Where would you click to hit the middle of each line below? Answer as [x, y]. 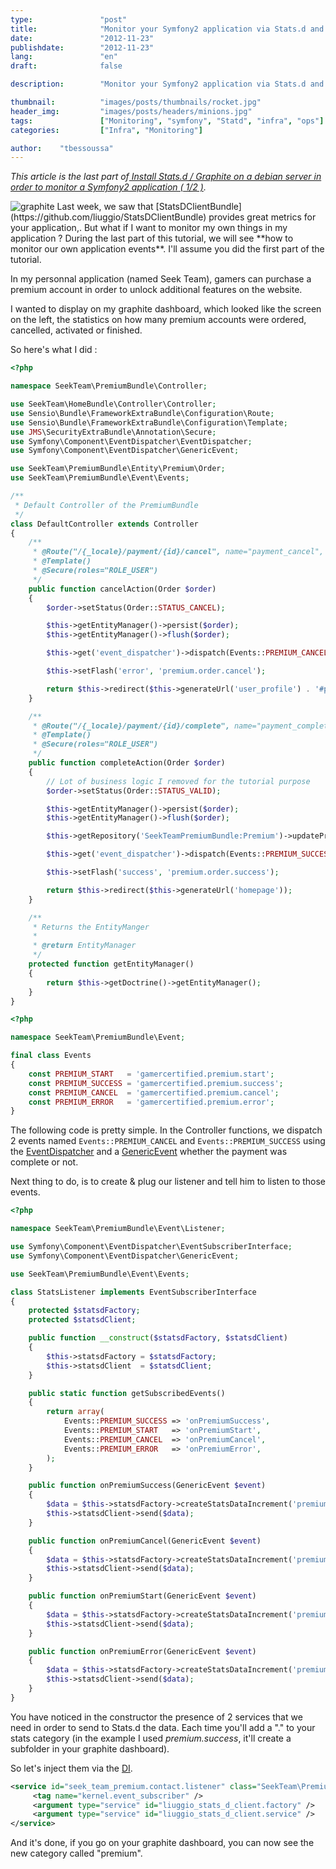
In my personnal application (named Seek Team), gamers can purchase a [161, 279]
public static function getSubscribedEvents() [127, 1393]
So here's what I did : [54, 350]
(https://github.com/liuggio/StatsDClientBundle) [108, 217]
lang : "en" [64, 57]
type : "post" [69, 19]
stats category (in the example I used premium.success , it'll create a [151, 1738]
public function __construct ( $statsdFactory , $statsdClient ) [158, 1338]
